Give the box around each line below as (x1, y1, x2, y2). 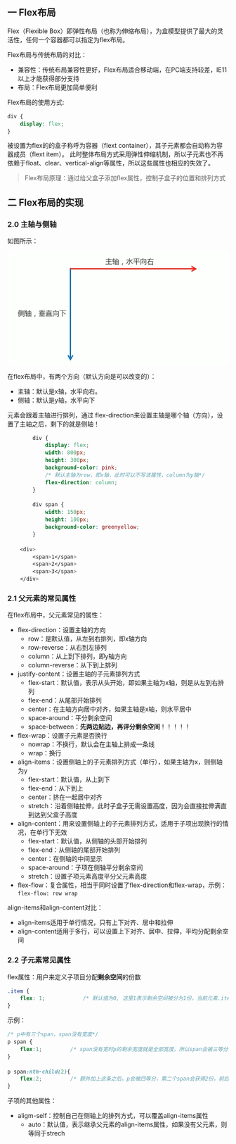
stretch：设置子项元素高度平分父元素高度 (27, 872, 147, 881)
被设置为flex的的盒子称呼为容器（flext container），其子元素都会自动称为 (7, 142, 217, 150)
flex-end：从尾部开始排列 (27, 696, 102, 705)
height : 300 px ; (44, 457, 90, 464)
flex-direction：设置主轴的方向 (17, 626, 106, 634)
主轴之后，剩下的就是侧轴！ (19, 420, 100, 428)
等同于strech (27, 1129, 65, 1138)
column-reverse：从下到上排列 (27, 661, 118, 670)
